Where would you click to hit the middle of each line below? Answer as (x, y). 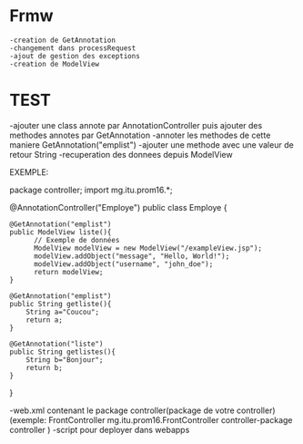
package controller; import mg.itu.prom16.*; (91, 190)
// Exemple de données (76, 240)
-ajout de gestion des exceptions (75, 56)
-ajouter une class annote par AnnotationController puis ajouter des (136, 125)
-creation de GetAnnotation (63, 40)
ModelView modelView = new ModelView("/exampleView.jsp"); (147, 248)
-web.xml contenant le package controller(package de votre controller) (142, 410)
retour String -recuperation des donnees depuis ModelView (121, 154)
